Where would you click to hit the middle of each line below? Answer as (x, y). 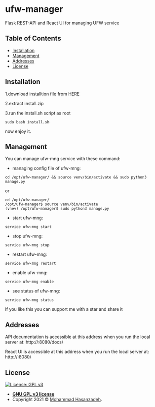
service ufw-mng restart (31, 264)
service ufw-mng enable (30, 282)
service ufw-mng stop (27, 245)
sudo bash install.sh (27, 122)
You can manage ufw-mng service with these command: (63, 159)
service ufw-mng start (28, 227)
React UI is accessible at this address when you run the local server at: (77, 352)
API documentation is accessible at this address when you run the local (78, 337)
